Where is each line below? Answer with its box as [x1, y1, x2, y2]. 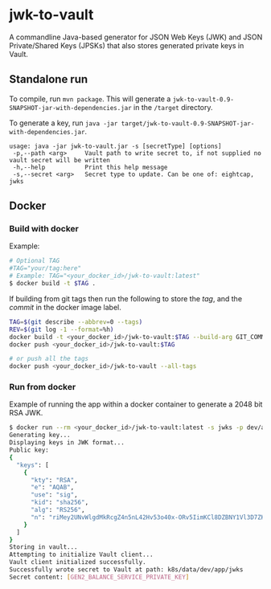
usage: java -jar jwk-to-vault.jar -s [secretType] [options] [9, 142, 222, 150]
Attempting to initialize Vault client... [9, 550, 154, 559]
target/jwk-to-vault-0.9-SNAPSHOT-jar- [121, 119, 255, 128]
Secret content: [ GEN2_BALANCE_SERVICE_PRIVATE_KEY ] [9, 573, 190, 581]
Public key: [9, 446, 49, 455]
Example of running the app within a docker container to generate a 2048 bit [9, 399, 263, 409]
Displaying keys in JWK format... [9, 439, 125, 447]
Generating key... [9, 432, 71, 440]
